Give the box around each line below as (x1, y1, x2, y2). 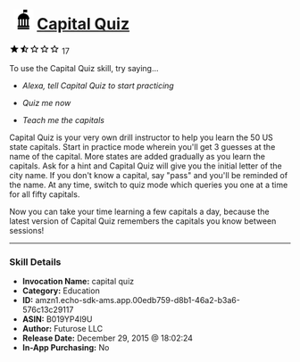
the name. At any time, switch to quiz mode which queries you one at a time (9, 179, 288, 190)
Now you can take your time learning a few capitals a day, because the (9, 206, 270, 217)
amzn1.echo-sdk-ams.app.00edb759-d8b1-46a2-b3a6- (35, 295, 241, 306)
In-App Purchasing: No (21, 342, 110, 353)
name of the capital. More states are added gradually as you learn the (9, 151, 266, 161)
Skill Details (9, 255, 62, 267)
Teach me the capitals (21, 114, 105, 125)
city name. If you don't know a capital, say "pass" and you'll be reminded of (9, 169, 288, 180)
